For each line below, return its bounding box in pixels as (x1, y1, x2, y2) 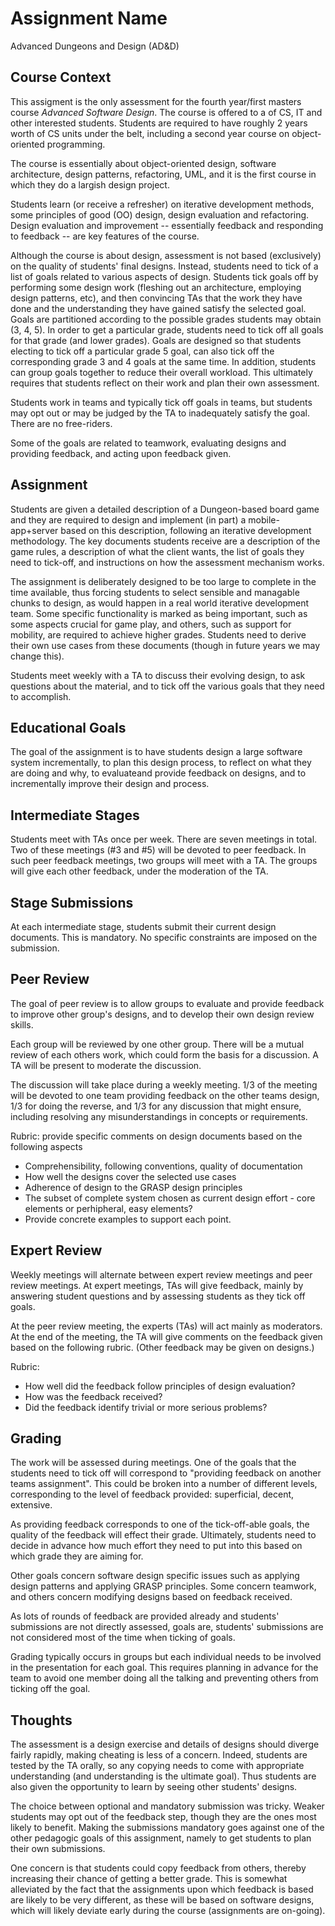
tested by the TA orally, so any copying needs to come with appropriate (10, 1760, 305, 1772)
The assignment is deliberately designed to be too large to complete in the (10, 575, 317, 587)
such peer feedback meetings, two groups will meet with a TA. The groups (10, 855, 318, 867)
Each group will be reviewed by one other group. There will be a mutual (10, 1038, 305, 1050)
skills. (10, 1018, 34, 1031)
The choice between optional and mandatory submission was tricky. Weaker (10, 1800, 325, 1812)
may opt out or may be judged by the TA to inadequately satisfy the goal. (10, 407, 310, 419)
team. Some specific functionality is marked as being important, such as (10, 607, 308, 619)
